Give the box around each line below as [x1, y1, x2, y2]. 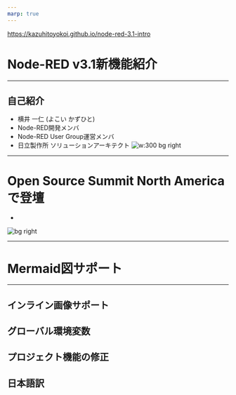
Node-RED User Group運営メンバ [17, 133, 114, 141]
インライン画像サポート [7, 299, 109, 311]
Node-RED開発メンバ [17, 123, 79, 132]
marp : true [7, 10, 39, 18]
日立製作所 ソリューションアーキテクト [17, 141, 130, 149]
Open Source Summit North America [7, 173, 225, 189]
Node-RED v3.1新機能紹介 [7, 56, 158, 72]
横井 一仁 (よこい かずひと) [17, 115, 96, 123]
